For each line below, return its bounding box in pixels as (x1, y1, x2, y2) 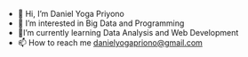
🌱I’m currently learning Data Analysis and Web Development (17, 28, 239, 37)
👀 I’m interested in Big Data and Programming (17, 18, 185, 28)
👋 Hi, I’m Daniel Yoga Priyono (17, 9, 124, 19)
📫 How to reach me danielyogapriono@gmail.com (17, 37, 203, 48)
